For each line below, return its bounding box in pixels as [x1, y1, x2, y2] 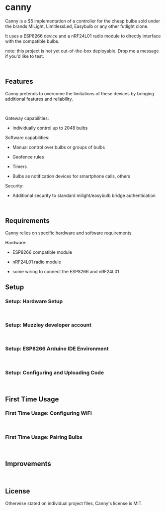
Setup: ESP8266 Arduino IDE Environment [5, 345, 109, 352]
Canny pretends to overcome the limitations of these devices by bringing [5, 90, 154, 96]
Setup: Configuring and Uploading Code [5, 369, 104, 376]
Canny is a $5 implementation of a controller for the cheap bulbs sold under [5, 18, 161, 24]
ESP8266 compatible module [12, 249, 72, 255]
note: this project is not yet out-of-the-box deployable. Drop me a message [5, 48, 159, 54]
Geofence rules [12, 154, 44, 160]
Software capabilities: [5, 134, 50, 141]
